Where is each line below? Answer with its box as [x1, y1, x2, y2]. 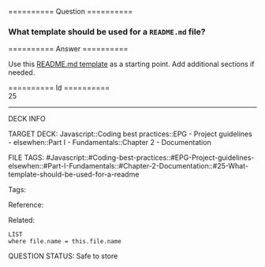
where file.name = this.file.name [8, 238, 122, 246]
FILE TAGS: [8, 153, 45, 162]
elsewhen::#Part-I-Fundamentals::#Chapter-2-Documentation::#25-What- [8, 161, 248, 171]
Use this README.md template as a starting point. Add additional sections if [8, 59, 255, 69]
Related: [8, 216, 35, 225]
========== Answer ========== [8, 44, 129, 54]
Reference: [8, 200, 44, 210]
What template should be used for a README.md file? [8, 26, 206, 37]
